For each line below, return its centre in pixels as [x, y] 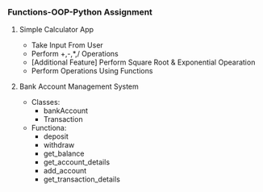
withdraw [59, 145]
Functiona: [49, 128]
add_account [65, 171]
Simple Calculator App [56, 30]
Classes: [46, 102]
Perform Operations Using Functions [92, 71]
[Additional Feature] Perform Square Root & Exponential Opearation [143, 62]
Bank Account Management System [79, 86]
